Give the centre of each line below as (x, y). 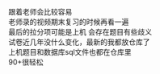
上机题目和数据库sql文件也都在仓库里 (70, 52)
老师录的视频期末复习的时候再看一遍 (69, 22)
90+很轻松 (26, 62)
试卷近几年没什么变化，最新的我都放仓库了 (79, 42)
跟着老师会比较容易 (40, 12)
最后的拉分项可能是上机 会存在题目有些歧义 (80, 32)
